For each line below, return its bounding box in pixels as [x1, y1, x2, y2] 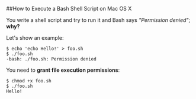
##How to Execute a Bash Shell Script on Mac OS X [6, 5, 132, 12]
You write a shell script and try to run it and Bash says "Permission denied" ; [6, 17, 191, 23]
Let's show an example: [6, 34, 64, 41]
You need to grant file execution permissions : [6, 66, 120, 74]
